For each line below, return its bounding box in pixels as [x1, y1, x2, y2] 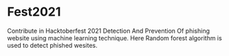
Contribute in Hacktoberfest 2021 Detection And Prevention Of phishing [7, 27, 210, 35]
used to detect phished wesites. [7, 41, 98, 49]
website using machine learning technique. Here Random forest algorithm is [7, 33, 222, 42]
